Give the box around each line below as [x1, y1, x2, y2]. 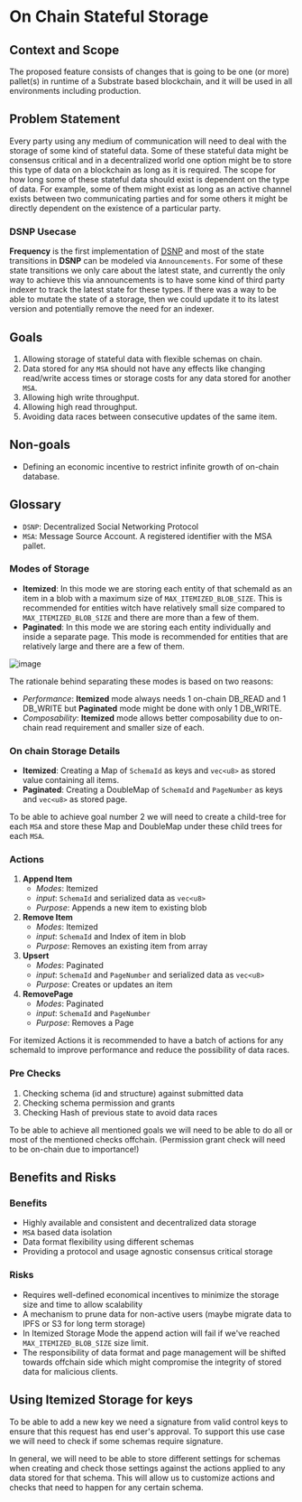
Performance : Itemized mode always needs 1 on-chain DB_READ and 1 [22, 693, 287, 704]
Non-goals [9, 437, 70, 452]
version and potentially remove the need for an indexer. [9, 303, 215, 314]
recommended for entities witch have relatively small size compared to [22, 602, 286, 613]
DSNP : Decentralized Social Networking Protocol [22, 521, 199, 532]
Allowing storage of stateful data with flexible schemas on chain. [22, 353, 263, 364]
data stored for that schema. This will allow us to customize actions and [9, 1472, 275, 1483]
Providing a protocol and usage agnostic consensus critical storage [22, 1246, 273, 1257]
